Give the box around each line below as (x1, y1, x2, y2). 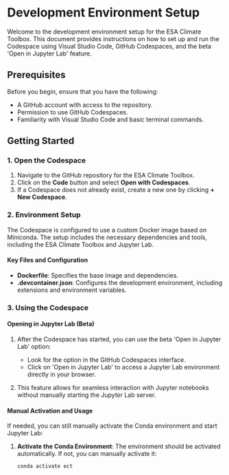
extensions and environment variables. (16, 286, 127, 294)
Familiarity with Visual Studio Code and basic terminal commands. (16, 115, 204, 123)
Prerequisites (7, 69, 66, 81)
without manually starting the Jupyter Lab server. (16, 391, 156, 399)
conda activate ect (16, 463, 73, 470)
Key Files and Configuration (7, 256, 88, 265)
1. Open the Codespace (7, 156, 86, 165)
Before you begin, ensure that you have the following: (7, 87, 158, 95)
